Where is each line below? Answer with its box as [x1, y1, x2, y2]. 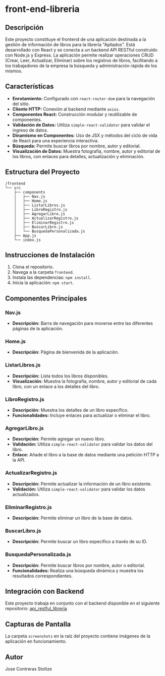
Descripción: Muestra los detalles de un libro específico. [12, 407, 129, 413]
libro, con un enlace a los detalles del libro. [12, 383, 100, 389]
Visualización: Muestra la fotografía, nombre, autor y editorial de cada [12, 378, 157, 384]
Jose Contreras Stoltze [5, 666, 52, 672]
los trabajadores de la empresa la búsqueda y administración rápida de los [5, 63, 158, 68]
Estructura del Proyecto [5, 168, 80, 177]
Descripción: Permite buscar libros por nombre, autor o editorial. [12, 562, 145, 568]
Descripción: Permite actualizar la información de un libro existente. [12, 481, 152, 487]
